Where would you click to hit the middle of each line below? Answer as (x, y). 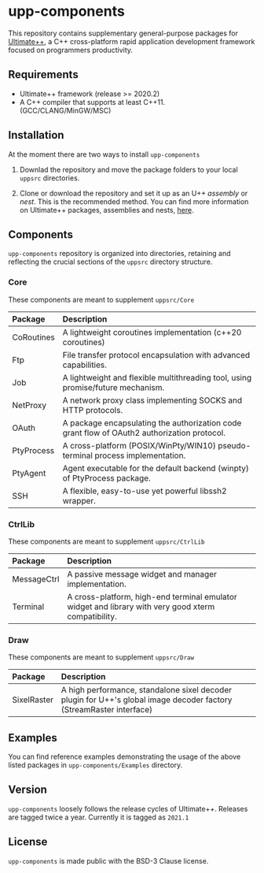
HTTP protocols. (93, 410)
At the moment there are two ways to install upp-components (104, 154)
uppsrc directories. (49, 178)
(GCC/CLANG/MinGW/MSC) (65, 110)
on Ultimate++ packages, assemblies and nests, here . (106, 210)
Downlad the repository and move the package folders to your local (128, 169)
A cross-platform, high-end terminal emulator (152, 596)
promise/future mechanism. (114, 387)
